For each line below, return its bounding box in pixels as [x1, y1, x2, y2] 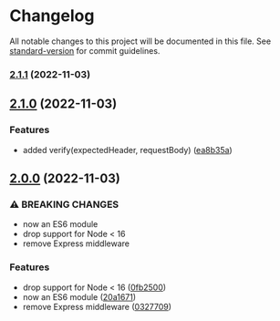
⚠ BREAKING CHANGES [9, 198, 119, 211]
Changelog [9, 5, 95, 26]
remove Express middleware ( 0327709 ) [22, 301, 171, 312]
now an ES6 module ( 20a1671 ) [22, 291, 137, 302]
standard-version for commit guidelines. [9, 45, 161, 56]
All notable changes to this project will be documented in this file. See [9, 36, 272, 47]
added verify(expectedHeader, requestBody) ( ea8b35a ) [22, 144, 233, 155]
